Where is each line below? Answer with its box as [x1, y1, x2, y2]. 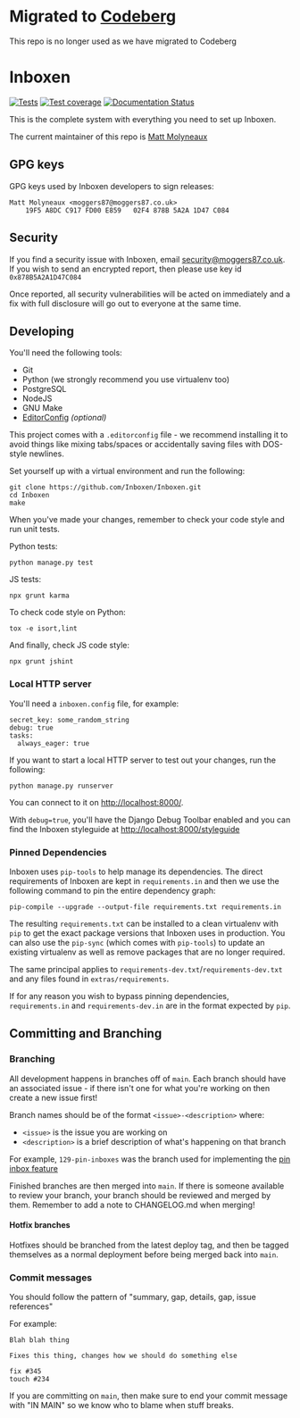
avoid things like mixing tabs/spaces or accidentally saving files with [9, 439, 261, 450]
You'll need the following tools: [9, 347, 122, 358]
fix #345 [9, 1367, 42, 1376]
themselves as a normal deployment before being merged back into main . [9, 1248, 279, 1260]
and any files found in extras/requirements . [9, 973, 170, 984]
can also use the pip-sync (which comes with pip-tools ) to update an [9, 937, 265, 947]
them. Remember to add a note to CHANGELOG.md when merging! [9, 1199, 255, 1210]
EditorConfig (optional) [21, 413, 107, 423]
